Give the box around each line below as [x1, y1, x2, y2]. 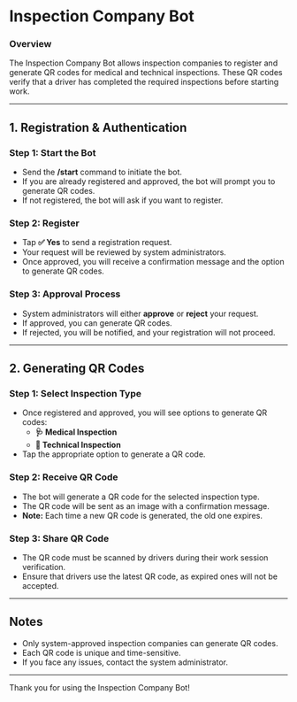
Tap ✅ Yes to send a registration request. [21, 237, 172, 248]
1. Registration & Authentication [9, 120, 187, 135]
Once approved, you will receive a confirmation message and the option [21, 257, 285, 267]
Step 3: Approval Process [9, 288, 121, 300]
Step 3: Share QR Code [9, 532, 110, 544]
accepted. [21, 581, 59, 591]
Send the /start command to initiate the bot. [21, 166, 183, 178]
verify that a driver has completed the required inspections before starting [9, 77, 279, 88]
